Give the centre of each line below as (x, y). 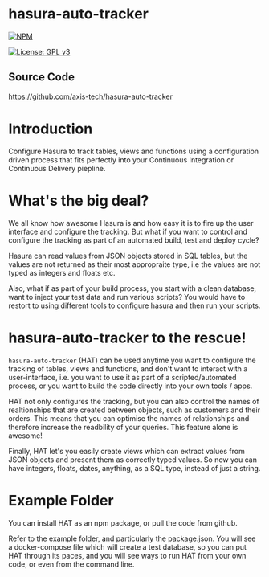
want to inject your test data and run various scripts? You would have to (127, 297)
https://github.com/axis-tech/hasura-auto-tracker (90, 96)
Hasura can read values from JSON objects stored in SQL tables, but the (128, 256)
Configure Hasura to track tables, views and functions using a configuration (134, 151)
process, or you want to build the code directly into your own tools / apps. (130, 386)
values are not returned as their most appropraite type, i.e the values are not (134, 264)
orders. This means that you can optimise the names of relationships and (129, 418)
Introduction (51, 129)
